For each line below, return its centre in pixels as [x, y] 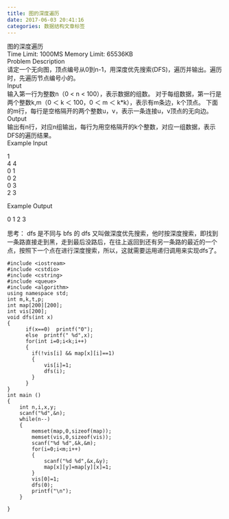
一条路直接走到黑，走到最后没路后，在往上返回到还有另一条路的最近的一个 [112, 242]
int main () [24, 395]
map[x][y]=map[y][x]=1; [77, 467]
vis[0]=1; [46, 479]
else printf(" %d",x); [59, 336]
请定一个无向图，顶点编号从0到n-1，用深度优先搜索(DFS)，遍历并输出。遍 [111, 70]
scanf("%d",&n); [43, 414]
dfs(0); [43, 485]
